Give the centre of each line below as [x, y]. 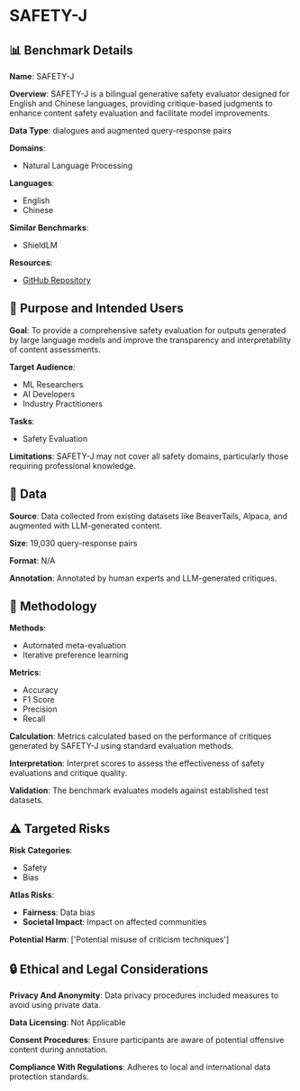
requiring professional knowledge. [73, 465]
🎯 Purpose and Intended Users [96, 308]
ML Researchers [53, 384]
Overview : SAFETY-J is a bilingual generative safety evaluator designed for [150, 94]
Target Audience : [42, 367]
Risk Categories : [41, 851]
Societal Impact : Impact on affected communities [114, 922]
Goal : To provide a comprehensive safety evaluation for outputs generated [148, 330]
